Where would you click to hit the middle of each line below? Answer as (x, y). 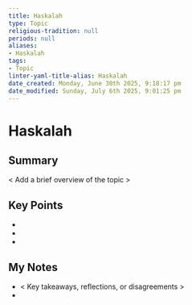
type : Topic (28, 23)
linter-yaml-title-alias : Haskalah (68, 76)
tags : (17, 61)
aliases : (23, 46)
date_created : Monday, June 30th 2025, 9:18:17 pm (95, 83)
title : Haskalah (35, 16)
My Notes (33, 267)
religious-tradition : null (53, 31)
